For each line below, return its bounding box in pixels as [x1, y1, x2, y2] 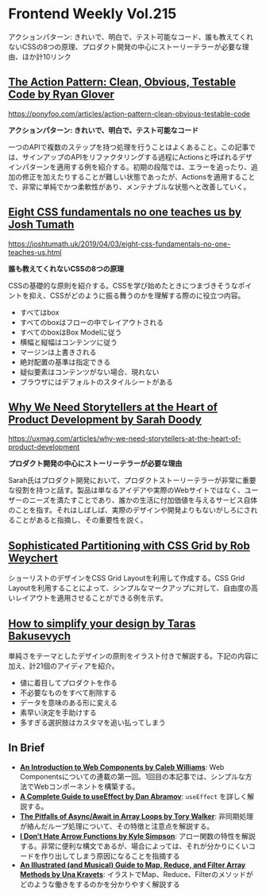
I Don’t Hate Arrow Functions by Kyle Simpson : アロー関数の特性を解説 [19, 831, 256, 840]
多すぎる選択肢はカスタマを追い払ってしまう [19, 718, 167, 727]
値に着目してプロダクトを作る [19, 678, 118, 687]
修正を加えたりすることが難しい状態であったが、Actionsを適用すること [21, 172, 256, 181]
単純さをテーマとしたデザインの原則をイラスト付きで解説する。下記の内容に [8, 651, 259, 660]
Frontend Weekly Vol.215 [8, 5, 177, 23]
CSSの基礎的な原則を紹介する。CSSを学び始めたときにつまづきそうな [8, 280, 238, 290]
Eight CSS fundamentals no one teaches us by [8, 206, 242, 219]
